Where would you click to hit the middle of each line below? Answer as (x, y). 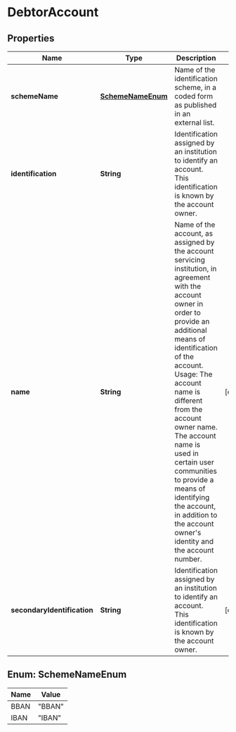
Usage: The (194, 374)
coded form (194, 96)
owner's (188, 532)
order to (188, 313)
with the (188, 286)
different (189, 400)
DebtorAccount (53, 12)
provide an (192, 321)
